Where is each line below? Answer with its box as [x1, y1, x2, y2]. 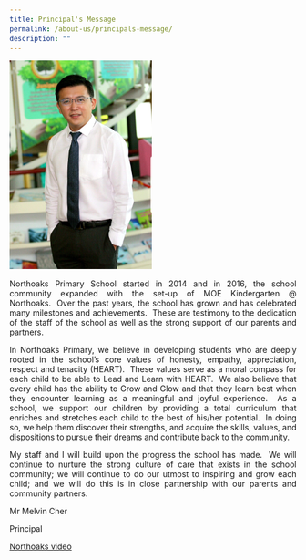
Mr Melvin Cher [9, 505, 68, 516]
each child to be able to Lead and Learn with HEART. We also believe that [9, 373, 297, 384]
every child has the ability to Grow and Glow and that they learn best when [9, 383, 297, 394]
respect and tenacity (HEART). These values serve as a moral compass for [9, 363, 297, 374]
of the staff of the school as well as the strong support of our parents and [9, 316, 297, 327]
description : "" [9, 34, 71, 43]
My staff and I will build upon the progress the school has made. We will [9, 449, 297, 460]
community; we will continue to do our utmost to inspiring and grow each [9, 468, 297, 479]
